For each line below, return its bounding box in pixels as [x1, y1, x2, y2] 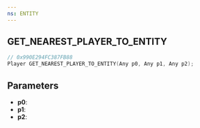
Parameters [7, 80, 59, 91]
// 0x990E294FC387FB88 [7, 54, 73, 61]
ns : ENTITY [7, 10, 39, 17]
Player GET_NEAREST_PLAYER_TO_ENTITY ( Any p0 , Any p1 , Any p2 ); [7, 60, 194, 68]
